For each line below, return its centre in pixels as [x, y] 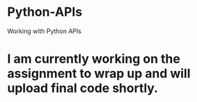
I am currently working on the [94, 59]
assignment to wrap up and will [99, 74]
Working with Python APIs [44, 31]
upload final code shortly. [83, 89]
